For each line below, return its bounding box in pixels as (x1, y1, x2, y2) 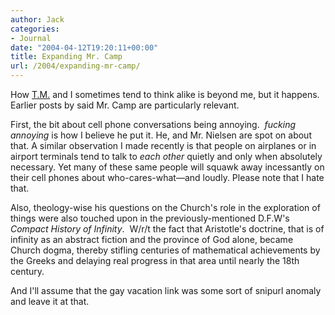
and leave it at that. (10, 296, 90, 307)
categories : (10, 24, 60, 34)
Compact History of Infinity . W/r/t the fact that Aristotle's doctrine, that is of (10, 223, 325, 235)
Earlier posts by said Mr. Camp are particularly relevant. (10, 99, 240, 111)
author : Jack (10, 14, 65, 25)
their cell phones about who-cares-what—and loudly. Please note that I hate (10, 172, 325, 183)
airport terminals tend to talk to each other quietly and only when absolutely (10, 151, 323, 162)
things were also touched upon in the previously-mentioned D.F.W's (10, 212, 290, 224)
